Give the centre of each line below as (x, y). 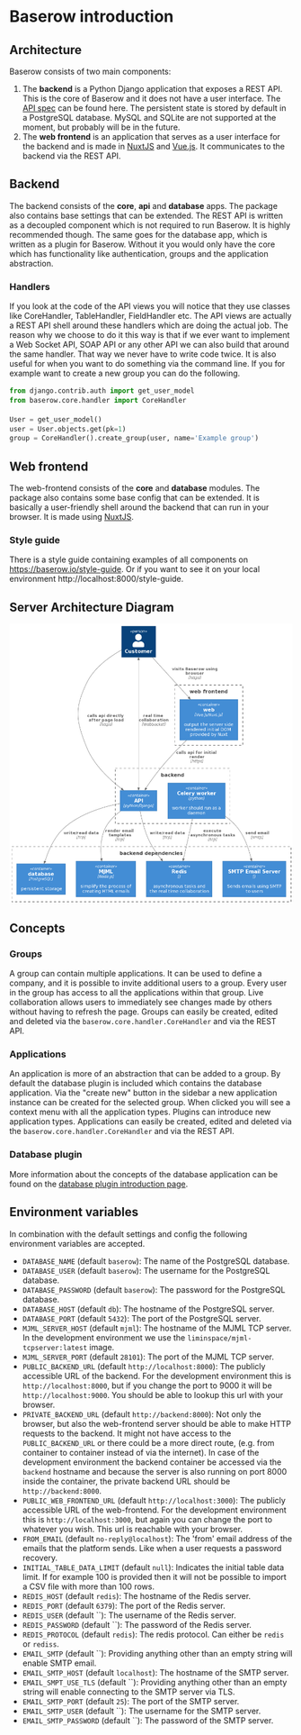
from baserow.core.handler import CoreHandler (98, 400)
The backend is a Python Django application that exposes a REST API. (152, 89)
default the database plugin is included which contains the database (136, 1084)
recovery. (40, 1558)
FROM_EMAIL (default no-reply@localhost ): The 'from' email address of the (157, 1539)
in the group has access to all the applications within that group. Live (137, 993)
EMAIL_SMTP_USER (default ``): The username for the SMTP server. (142, 1711)
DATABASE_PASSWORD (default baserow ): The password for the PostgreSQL (154, 1289)
